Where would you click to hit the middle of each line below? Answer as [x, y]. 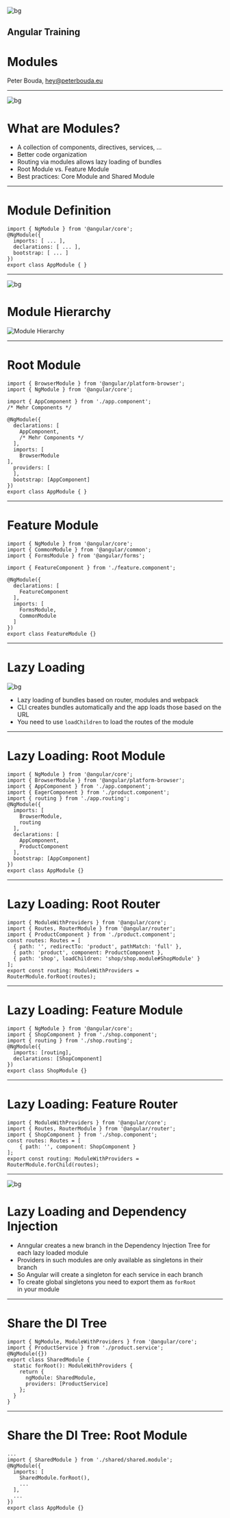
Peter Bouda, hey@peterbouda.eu [55, 81]
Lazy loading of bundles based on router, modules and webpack [107, 700]
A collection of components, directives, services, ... [89, 147]
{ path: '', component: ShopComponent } [78, 1147]
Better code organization [52, 155]
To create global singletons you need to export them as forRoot [106, 1282]
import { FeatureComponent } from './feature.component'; [91, 568]
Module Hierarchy [59, 312]
